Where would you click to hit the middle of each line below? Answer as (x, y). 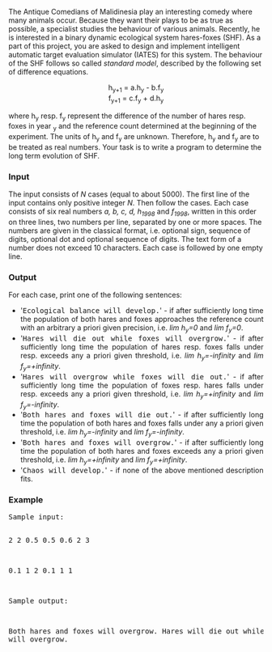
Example (26, 499)
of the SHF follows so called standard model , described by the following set (135, 63)
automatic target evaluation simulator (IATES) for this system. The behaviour (136, 55)
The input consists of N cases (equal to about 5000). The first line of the (129, 194)
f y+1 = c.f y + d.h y (136, 99)
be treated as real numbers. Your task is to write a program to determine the (135, 147)
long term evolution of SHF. (54, 155)
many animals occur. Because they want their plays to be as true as (121, 20)
